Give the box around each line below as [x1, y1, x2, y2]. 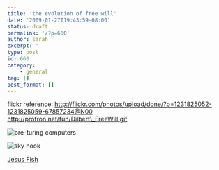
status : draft [7, 23, 49, 30]
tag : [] [7, 74, 30, 82]
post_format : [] [7, 81, 54, 88]
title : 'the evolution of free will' [7, 10, 117, 17]
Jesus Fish [7, 155, 38, 164]
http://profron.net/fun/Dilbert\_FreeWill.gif [7, 115, 128, 124]
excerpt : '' [7, 42, 42, 49]
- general [20, 68, 49, 75]
